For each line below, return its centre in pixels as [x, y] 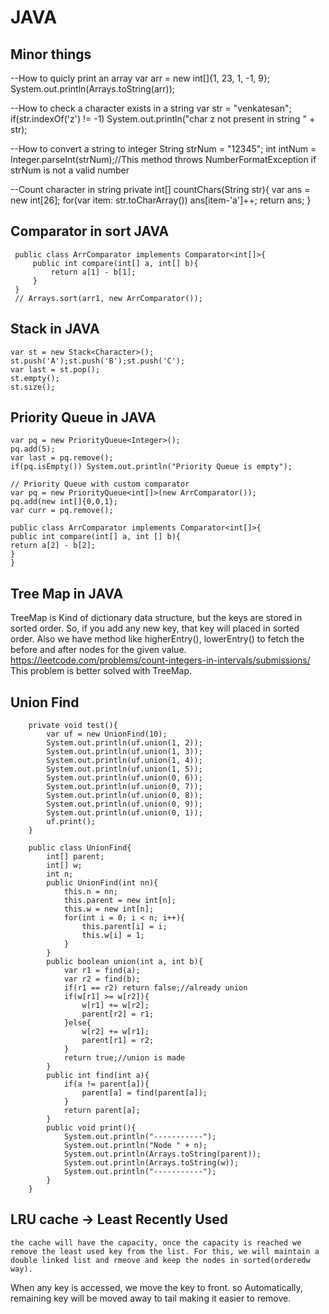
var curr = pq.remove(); [62, 511]
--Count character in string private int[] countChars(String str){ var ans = [160, 189]
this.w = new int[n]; [109, 909]
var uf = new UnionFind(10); [107, 734]
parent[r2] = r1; [118, 1014]
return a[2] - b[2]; [53, 546]
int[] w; [64, 866]
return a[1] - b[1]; [93, 272]
